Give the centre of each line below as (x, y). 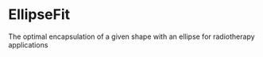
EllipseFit (39, 15)
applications (28, 44)
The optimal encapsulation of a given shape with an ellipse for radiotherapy (132, 36)
